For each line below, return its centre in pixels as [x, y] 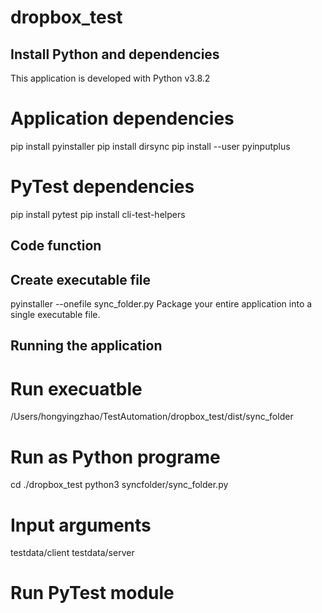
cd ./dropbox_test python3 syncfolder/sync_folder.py [119, 485]
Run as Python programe [115, 457]
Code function [56, 246]
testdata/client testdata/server [72, 553]
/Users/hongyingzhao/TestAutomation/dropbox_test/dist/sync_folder [152, 417]
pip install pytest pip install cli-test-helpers [98, 214]
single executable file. [55, 315]
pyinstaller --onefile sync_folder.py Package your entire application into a [161, 304]
